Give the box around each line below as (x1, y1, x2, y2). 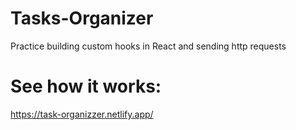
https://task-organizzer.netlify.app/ (10, 108, 154, 120)
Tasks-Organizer (10, 7, 154, 30)
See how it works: (10, 75, 162, 98)
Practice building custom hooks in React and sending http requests (10, 40, 287, 52)
